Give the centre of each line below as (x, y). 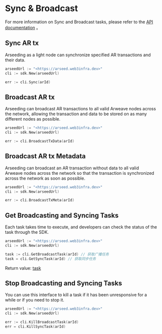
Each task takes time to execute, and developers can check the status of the (81, 227)
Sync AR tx (22, 43)
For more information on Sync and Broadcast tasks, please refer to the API (79, 22)
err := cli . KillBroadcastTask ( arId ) (42, 322)
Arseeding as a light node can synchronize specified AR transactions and (78, 55)
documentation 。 (23, 28)
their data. (15, 60)
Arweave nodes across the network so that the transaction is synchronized (80, 173)
